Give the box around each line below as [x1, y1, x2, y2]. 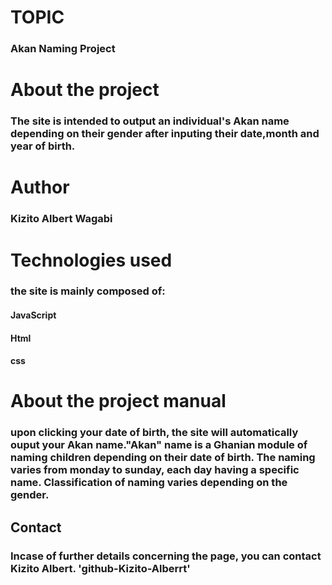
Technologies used [10, 249, 173, 271]
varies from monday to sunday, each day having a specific [10, 463, 300, 477]
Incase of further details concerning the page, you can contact [10, 549, 322, 563]
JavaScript [10, 309, 57, 321]
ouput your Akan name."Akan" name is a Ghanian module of [10, 438, 308, 452]
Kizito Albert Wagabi [10, 212, 113, 226]
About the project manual [10, 390, 227, 413]
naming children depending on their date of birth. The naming [10, 451, 316, 465]
